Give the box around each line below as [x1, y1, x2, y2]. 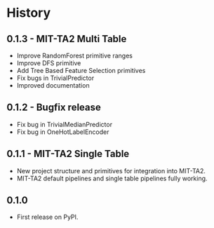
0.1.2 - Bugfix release [6, 102, 101, 114]
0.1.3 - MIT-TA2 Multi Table [6, 33, 127, 45]
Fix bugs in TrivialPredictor [16, 74, 95, 82]
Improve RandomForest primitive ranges [16, 51, 133, 60]
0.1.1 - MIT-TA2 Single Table [6, 148, 130, 160]
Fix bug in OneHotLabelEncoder [16, 128, 109, 136]
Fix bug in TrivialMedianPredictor [16, 120, 113, 128]
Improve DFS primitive [16, 59, 81, 67]
